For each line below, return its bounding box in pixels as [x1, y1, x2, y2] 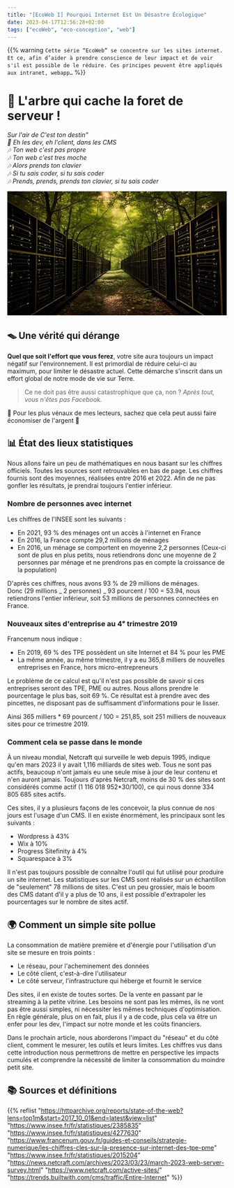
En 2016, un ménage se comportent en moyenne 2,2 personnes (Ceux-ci [17, 543, 226, 551]
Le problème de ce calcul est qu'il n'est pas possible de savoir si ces [7, 676, 205, 685]
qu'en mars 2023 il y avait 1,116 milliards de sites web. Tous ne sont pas [7, 760, 212, 769]
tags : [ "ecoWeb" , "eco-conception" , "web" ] [7, 26, 136, 33]
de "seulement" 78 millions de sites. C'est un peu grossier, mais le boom [7, 883, 215, 891]
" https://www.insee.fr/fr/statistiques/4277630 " [7, 1129, 141, 1137]
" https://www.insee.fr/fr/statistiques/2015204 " [7, 1150, 141, 1159]
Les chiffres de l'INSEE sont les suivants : [7, 514, 126, 523]
